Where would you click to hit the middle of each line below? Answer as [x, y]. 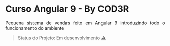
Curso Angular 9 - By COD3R [67, 9]
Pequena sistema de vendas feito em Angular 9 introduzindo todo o [85, 23]
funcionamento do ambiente [35, 28]
